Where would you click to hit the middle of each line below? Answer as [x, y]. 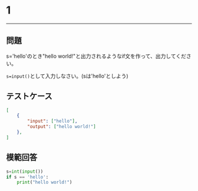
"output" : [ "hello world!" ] [62, 127]
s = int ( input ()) [25, 172]
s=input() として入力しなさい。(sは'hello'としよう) [67, 76]
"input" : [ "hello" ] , [52, 121]
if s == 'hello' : [27, 177]
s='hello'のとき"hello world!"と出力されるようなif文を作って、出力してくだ [96, 56]
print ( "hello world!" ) [44, 182]
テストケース [29, 96]
